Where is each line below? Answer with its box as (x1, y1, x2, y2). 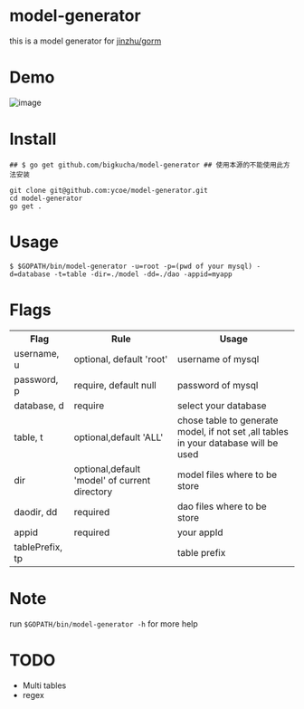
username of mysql (176, 352, 260, 365)
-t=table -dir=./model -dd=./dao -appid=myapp (53, 269, 233, 279)
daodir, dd (14, 505, 58, 518)
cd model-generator (9, 194, 83, 203)
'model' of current (73, 474, 151, 486)
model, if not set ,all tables (176, 425, 290, 437)
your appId (176, 526, 223, 539)
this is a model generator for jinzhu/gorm (9, 35, 162, 46)
